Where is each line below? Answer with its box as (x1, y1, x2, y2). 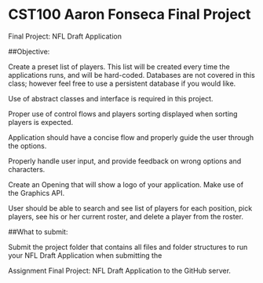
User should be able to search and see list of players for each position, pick (8, 203, 253, 213)
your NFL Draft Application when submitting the (8, 250, 163, 260)
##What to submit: (8, 226, 68, 237)
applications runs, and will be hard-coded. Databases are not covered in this (8, 70, 255, 79)
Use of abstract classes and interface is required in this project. (8, 94, 214, 103)
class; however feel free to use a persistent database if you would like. (8, 79, 236, 88)
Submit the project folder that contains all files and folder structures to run (8, 242, 248, 252)
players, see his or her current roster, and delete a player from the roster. (8, 211, 243, 221)
